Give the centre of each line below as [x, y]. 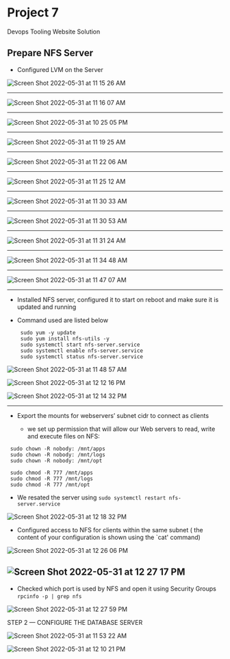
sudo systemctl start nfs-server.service [80, 345]
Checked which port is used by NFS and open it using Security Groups [117, 588]
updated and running [47, 307]
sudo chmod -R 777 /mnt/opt [50, 484]
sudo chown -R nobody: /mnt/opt [56, 460]
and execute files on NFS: [64, 436]
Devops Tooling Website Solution [54, 32]
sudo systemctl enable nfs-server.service [82, 351]
